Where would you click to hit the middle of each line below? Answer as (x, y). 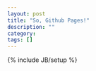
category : (22, 33)
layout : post (26, 14)
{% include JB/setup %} (42, 60)
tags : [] (20, 40)
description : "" (31, 27)
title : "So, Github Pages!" (49, 20)
